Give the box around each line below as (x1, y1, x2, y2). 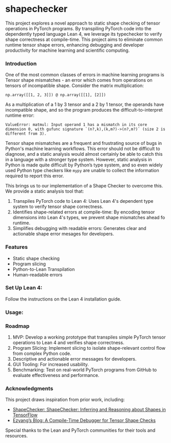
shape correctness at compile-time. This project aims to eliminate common (5, 36, 163, 43)
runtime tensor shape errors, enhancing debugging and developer (5, 41, 144, 48)
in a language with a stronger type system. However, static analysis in (5, 157, 152, 163)
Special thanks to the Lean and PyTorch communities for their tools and (5, 427, 156, 433)
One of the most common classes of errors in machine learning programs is (5, 72, 164, 78)
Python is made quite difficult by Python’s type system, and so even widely (5, 162, 163, 168)
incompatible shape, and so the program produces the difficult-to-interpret (5, 107, 163, 113)
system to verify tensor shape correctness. (12, 203, 104, 210)
